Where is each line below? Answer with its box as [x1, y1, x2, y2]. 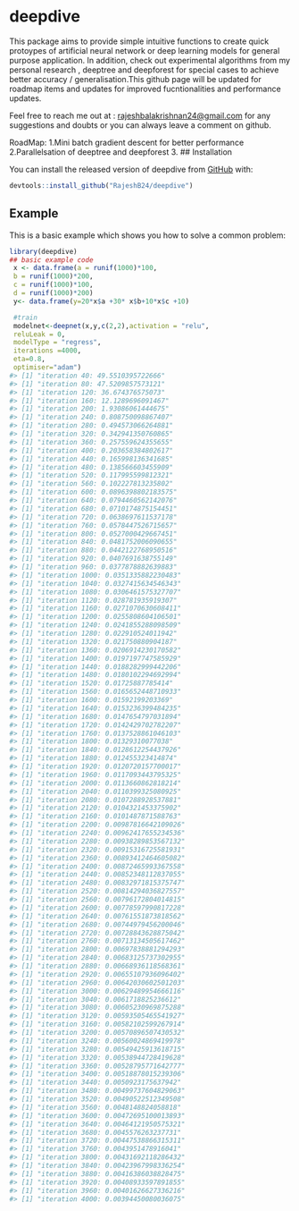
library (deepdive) [9, 247, 78, 256]
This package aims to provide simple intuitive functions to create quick [9, 36, 270, 47]
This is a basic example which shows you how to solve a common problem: [9, 230, 286, 241]
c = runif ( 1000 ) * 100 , [12, 280, 94, 290]
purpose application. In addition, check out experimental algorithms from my [9, 55, 291, 65]
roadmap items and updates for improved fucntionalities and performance [9, 83, 281, 94]
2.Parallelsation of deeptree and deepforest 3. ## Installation [9, 146, 233, 157]
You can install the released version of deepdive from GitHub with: [9, 164, 253, 174]
